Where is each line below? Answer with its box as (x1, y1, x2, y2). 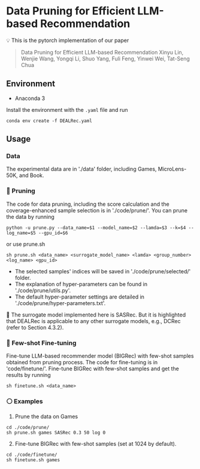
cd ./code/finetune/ (6, 452, 58, 458)
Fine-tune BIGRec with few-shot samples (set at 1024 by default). (14, 440, 177, 447)
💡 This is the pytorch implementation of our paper (6, 36, 129, 44)
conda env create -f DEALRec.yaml (6, 118, 93, 124)
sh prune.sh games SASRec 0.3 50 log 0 (6, 430, 106, 436)
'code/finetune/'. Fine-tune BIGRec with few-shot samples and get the (6, 365, 180, 372)
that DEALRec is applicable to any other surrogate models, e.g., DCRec (6, 317, 181, 324)
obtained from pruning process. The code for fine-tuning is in (6, 359, 158, 366)
